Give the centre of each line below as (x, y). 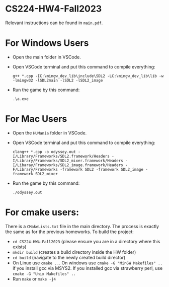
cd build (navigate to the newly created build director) (69, 257)
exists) (19, 247)
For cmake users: (42, 212)
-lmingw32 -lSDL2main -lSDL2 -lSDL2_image (58, 80)
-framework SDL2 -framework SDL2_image (102, 169)
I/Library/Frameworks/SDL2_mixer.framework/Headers (68, 161)
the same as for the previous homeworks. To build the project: (70, 232)
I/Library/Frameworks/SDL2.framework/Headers (61, 156)
